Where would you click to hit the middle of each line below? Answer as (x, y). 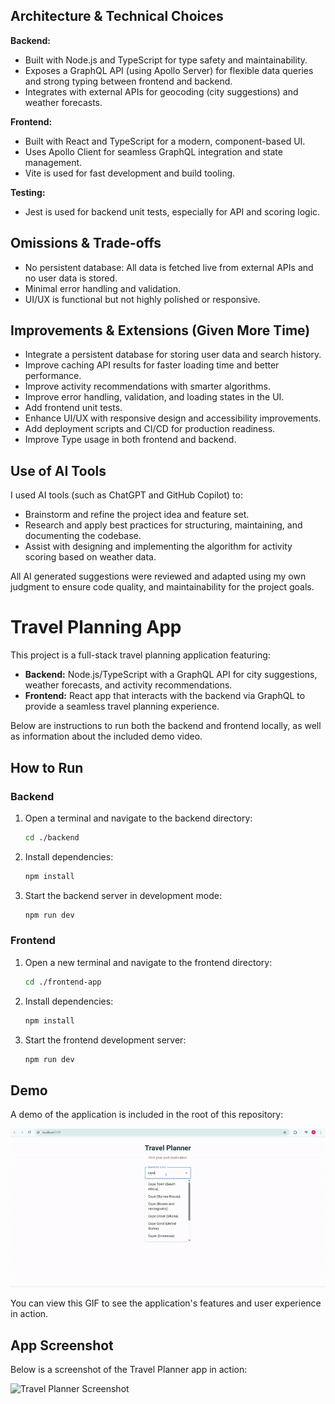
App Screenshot (62, 1345)
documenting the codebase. (83, 536)
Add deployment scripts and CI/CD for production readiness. (150, 429)
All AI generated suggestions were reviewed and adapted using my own (158, 576)
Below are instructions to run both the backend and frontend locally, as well (166, 726)
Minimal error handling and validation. (102, 288)
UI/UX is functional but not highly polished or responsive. (142, 299)
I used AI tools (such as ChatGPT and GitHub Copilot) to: (126, 495)
